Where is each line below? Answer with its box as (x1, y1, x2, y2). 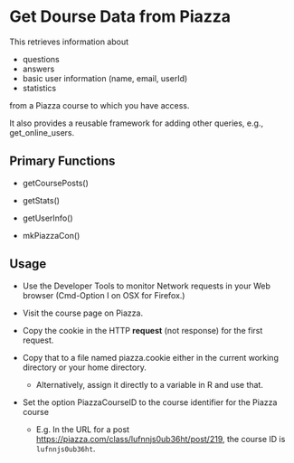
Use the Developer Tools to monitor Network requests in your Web (22, 280, 271, 291)
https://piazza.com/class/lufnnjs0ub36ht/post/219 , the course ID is (35, 433, 286, 444)
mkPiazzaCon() (22, 230, 81, 241)
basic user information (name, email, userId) (22, 72, 188, 83)
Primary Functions (9, 154, 116, 169)
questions (22, 53, 61, 64)
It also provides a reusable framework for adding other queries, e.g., (9, 118, 264, 128)
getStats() (22, 194, 61, 205)
